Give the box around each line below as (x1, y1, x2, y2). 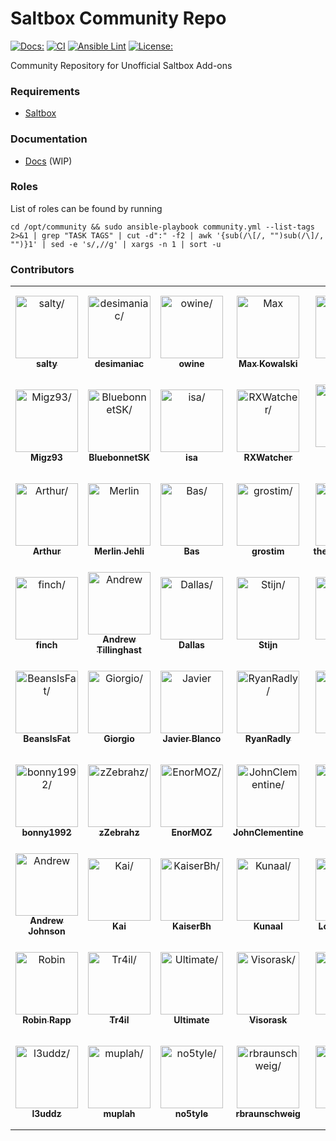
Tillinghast (96, 644, 142, 656)
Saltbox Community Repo (10, 7, 227, 30)
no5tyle (174, 1107, 209, 1119)
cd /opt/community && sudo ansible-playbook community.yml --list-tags (10, 222, 315, 232)
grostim (251, 545, 285, 557)
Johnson (28, 925, 66, 937)
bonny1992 (21, 827, 72, 839)
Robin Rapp (22, 1014, 72, 1026)
